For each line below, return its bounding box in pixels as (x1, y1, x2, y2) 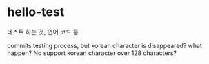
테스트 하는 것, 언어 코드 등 (7, 28, 79, 36)
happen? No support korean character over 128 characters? (7, 49, 177, 57)
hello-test (7, 4, 65, 20)
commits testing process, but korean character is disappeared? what (7, 41, 202, 50)
